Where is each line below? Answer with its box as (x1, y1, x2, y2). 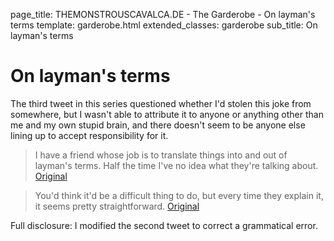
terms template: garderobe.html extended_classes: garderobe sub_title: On (10, 19, 318, 31)
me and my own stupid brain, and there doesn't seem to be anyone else (10, 119, 306, 131)
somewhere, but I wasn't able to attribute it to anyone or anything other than (10, 108, 324, 120)
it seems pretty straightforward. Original (34, 200, 200, 212)
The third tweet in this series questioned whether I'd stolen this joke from (10, 97, 312, 109)
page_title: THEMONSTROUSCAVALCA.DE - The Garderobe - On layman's (10, 9, 316, 20)
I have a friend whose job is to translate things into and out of (34, 149, 288, 161)
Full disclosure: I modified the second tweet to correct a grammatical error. (10, 219, 318, 231)
